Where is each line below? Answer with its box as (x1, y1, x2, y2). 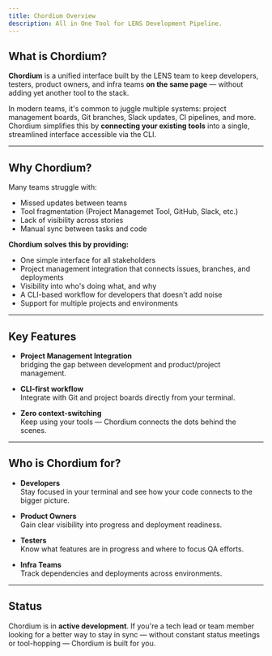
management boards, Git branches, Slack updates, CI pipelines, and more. (8, 113, 257, 122)
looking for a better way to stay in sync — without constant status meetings (8, 629, 261, 639)
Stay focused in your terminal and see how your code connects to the (19, 487, 253, 496)
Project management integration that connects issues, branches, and (19, 264, 251, 274)
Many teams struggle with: (8, 182, 97, 192)
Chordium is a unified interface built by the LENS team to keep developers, (8, 71, 259, 81)
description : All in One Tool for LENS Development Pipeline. (8, 19, 223, 28)
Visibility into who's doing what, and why (19, 281, 157, 291)
